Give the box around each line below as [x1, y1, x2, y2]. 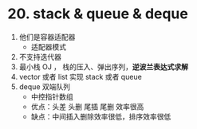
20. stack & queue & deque [7, 5, 188, 23]
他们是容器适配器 [18, 32, 76, 41]
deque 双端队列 [18, 81, 71, 92]
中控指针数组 [30, 92, 73, 101]
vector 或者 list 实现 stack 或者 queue [18, 72, 143, 81]
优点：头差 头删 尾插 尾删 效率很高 [30, 101, 144, 111]
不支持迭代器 [18, 52, 61, 61]
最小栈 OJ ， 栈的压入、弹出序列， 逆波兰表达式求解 [18, 61, 189, 72]
